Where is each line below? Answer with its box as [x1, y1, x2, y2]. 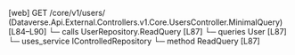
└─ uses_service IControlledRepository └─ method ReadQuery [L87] [8, 35, 260, 46]
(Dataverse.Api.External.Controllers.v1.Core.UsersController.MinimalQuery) [8, 17, 283, 27]
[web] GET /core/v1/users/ [8, 8, 106, 18]
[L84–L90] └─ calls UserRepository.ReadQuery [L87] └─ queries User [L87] [8, 27, 287, 36]
